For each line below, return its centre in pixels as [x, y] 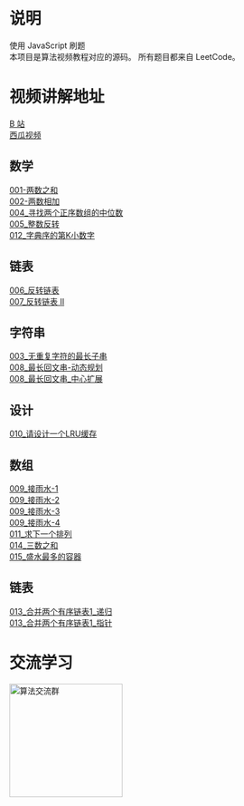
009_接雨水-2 [35, 500]
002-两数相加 [35, 201]
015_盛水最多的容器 [46, 556]
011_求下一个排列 [41, 534]
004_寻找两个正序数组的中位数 [66, 212]
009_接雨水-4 [35, 522]
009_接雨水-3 [35, 511]
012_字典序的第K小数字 [52, 235]
